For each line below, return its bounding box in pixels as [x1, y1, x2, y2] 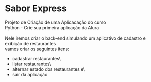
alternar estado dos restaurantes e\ [12, 66, 85, 72]
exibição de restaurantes [5, 40, 56, 46]
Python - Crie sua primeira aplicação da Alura [5, 24, 99, 30]
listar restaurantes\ [12, 61, 51, 67]
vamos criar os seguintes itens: [5, 46, 69, 52]
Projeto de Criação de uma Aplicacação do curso [5, 19, 106, 25]
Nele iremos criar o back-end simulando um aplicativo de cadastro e [5, 35, 146, 41]
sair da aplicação [12, 71, 48, 77]
